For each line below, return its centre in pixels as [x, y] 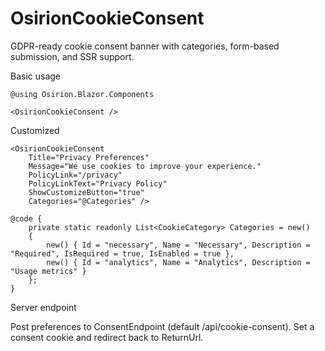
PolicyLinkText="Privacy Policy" [98, 183]
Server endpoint [43, 307]
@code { [26, 218]
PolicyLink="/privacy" [75, 175]
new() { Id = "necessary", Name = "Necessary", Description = [178, 245]
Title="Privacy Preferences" [89, 157]
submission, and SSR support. [72, 56]
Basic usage [36, 76]
